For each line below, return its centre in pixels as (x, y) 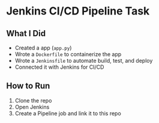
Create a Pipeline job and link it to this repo (68, 113)
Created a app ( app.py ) (43, 48)
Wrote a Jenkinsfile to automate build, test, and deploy (84, 61)
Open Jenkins (32, 107)
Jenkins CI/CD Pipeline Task (78, 11)
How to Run (28, 86)
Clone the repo (33, 100)
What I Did (26, 33)
